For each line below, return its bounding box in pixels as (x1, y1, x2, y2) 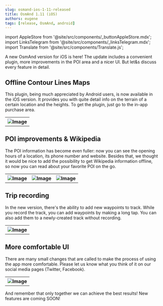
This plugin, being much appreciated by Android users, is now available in (5, 91, 153, 97)
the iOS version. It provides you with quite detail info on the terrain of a (5, 96, 147, 102)
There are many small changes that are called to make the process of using (5, 256, 156, 262)
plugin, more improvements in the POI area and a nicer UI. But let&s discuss (5, 59, 157, 65)
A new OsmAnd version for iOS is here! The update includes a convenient (5, 54, 152, 60)
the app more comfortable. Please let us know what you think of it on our (5, 261, 151, 267)
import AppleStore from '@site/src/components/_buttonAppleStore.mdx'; (5, 34, 152, 40)
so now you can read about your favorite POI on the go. (5, 163, 116, 169)
